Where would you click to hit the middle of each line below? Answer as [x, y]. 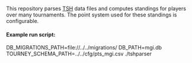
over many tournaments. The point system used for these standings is [92, 15]
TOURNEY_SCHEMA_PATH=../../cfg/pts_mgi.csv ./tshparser [79, 54]
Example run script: [31, 34]
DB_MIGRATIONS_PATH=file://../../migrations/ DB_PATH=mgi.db [84, 48]
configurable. [23, 21]
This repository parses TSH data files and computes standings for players [96, 9]
